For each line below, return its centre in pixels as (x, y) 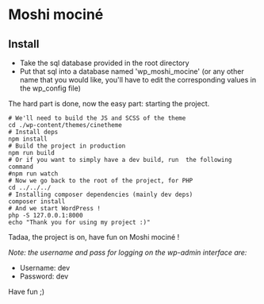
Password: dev (44, 276)
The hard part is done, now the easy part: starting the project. (109, 104)
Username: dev (45, 268)
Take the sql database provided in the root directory (104, 63)
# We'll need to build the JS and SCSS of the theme (97, 118)
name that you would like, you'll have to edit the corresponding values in (138, 80)
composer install (37, 202)
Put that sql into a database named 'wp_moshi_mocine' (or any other (132, 71)
